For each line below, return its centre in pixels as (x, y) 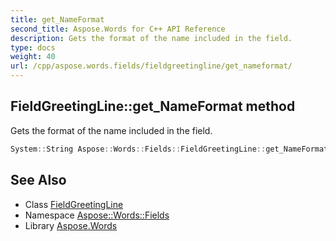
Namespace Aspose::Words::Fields (97, 215)
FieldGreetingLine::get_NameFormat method (153, 106)
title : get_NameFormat (57, 19)
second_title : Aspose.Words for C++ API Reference (118, 29)
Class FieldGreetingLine (74, 204)
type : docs (33, 47)
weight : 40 (33, 57)
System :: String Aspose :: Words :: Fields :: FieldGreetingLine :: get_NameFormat (169, 149)
